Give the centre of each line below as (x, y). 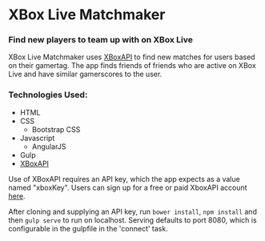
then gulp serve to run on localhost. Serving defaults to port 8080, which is (133, 220)
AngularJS (49, 147)
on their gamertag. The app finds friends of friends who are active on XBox (132, 66)
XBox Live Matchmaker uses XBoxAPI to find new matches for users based (132, 57)
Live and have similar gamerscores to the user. (85, 74)
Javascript (37, 138)
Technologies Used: (48, 95)
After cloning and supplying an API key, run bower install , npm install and (133, 211)
